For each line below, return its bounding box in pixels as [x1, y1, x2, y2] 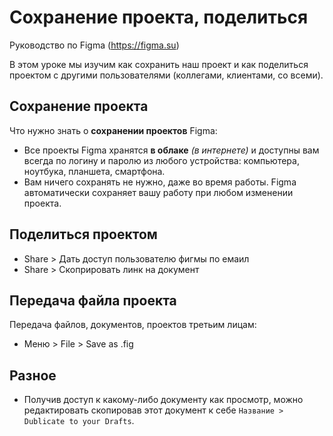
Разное [9, 367, 57, 384]
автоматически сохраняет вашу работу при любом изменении [23, 186, 294, 198]
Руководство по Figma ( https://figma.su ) [9, 39, 180, 51]
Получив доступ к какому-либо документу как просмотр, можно [23, 394, 304, 406]
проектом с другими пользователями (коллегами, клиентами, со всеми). [9, 69, 324, 81]
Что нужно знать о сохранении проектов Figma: [9, 124, 218, 136]
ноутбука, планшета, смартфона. [23, 165, 166, 177]
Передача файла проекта [9, 292, 177, 309]
